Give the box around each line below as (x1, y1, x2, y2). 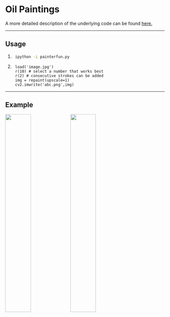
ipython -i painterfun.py (15, 54, 70, 59)
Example (5, 100, 33, 110)
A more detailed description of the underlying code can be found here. (5, 20, 153, 26)
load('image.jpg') (15, 64, 54, 69)
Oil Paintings (5, 4, 60, 15)
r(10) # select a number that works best (15, 68, 104, 74)
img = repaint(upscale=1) (15, 78, 70, 83)
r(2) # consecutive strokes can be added (15, 73, 104, 78)
